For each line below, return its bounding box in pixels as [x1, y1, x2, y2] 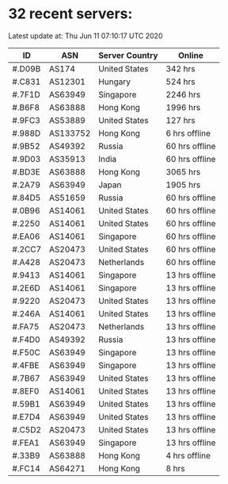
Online [177, 49, 203, 60]
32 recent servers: [8, 5, 133, 23]
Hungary [98, 76, 131, 87]
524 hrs [165, 76, 196, 87]
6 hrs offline [165, 128, 211, 139]
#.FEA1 [12, 437, 40, 448]
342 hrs [165, 63, 196, 74]
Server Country [98, 49, 158, 60]
